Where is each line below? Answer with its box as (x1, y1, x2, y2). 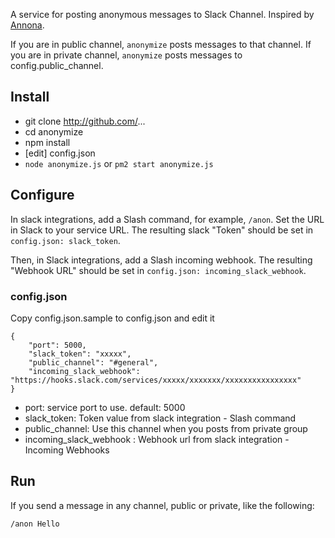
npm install (24, 136, 71, 148)
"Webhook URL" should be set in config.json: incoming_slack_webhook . (10, 264, 307, 276)
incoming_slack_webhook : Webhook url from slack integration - (24, 433, 290, 445)
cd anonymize (24, 125, 84, 138)
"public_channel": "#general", (28, 357, 159, 368)
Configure (10, 187, 75, 204)
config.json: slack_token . (10, 234, 121, 246)
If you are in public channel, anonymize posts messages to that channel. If (10, 39, 312, 50)
